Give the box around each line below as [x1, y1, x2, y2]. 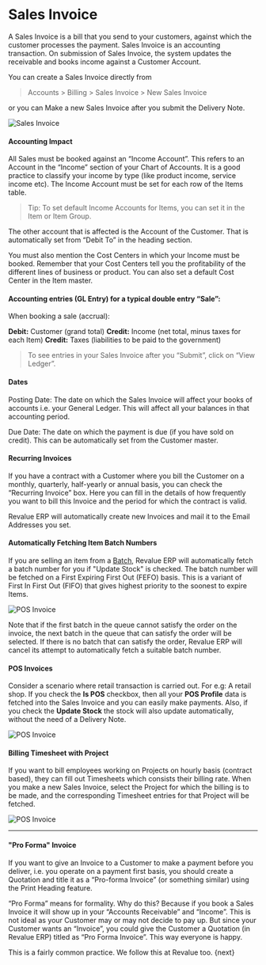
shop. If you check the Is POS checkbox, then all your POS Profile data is [8, 690, 247, 699]
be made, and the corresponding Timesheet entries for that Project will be [8, 791, 249, 800]
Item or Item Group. [27, 211, 92, 221]
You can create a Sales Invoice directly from [8, 72, 152, 82]
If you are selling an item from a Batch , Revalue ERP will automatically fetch [8, 556, 253, 565]
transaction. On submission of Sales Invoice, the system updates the [8, 48, 232, 58]
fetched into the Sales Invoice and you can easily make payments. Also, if [8, 698, 248, 708]
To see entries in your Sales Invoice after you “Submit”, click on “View [27, 351, 256, 360]
